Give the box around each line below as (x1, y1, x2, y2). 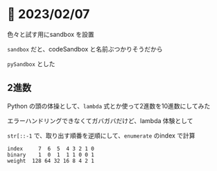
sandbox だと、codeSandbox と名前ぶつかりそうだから (7, 44, 163, 53)
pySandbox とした (7, 59, 55, 68)
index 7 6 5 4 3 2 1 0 (7, 145, 95, 152)
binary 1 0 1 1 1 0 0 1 (7, 151, 95, 158)
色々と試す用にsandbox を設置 (7, 30, 95, 38)
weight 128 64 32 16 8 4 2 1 (7, 157, 95, 164)
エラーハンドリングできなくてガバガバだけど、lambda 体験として (7, 116, 193, 124)
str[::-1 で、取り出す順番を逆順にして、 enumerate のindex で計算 (7, 131, 196, 140)
